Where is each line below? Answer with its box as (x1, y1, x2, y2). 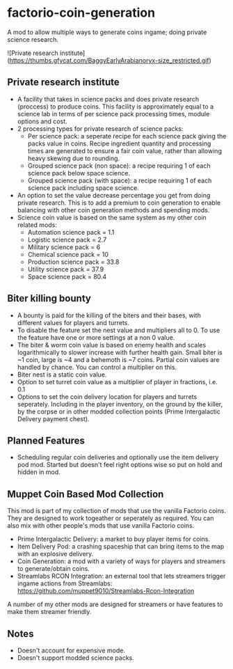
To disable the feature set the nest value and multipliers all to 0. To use (17, 326, 220, 334)
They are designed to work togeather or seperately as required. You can (7, 514, 214, 523)
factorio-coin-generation (7, 5, 155, 21)
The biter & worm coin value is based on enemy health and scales (17, 340, 207, 349)
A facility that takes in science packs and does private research (17, 95, 200, 103)
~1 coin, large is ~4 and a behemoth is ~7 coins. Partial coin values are (17, 355, 220, 363)
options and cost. (17, 117, 67, 125)
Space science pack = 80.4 (27, 272, 107, 281)
